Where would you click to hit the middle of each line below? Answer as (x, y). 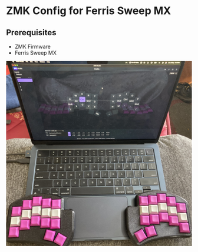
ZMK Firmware (33, 46)
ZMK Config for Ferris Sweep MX (89, 11)
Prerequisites (31, 33)
